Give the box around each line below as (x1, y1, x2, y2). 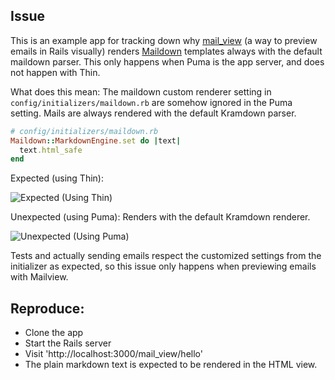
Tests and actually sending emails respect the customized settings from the (10, 250, 322, 262)
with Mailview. (10, 271, 69, 283)
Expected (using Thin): (10, 172, 104, 184)
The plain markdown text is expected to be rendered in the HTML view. (24, 359, 318, 371)
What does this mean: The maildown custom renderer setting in (10, 85, 272, 98)
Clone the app (24, 327, 84, 339)
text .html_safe (19, 145, 83, 155)
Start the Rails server (24, 337, 112, 349)
